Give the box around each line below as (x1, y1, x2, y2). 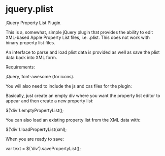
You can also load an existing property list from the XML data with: (5, 117, 141, 123)
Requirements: (5, 64, 35, 70)
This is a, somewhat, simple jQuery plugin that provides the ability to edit (5, 29, 153, 35)
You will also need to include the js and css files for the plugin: (5, 83, 132, 89)
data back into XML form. (5, 54, 57, 60)
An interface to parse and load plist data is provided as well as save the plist (5, 49, 160, 55)
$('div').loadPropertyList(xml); (5, 126, 67, 132)
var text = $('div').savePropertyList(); (5, 145, 81, 151)
